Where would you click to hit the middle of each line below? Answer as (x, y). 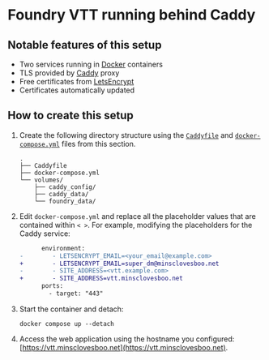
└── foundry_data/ (65, 201)
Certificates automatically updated (77, 90)
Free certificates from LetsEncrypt (77, 81)
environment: (63, 248)
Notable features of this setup (85, 45)
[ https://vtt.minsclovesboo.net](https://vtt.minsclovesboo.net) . (124, 347)
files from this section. (98, 144)
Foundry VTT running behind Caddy (132, 15)
